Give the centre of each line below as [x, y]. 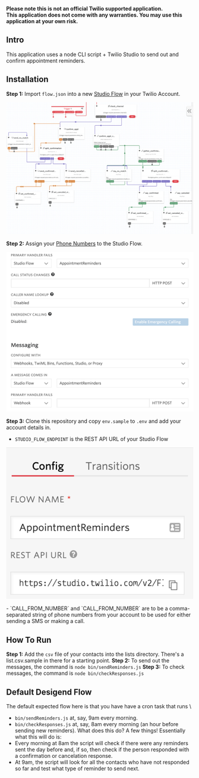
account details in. [29, 428]
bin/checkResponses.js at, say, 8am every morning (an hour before [97, 724]
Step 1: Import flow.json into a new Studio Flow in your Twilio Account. [93, 94]
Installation [27, 80]
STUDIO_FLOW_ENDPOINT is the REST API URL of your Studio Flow [91, 439]
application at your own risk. [42, 21]
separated [19, 615]
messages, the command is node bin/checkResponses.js [75, 673]
